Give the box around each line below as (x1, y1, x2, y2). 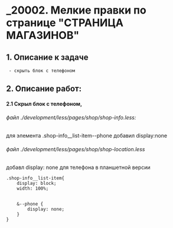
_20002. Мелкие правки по (6, 4, 146, 17)
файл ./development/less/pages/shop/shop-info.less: (6, 113, 136, 121)
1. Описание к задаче (6, 52, 89, 62)
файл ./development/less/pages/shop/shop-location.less (6, 145, 145, 152)
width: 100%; (17, 185, 49, 192)
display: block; (17, 181, 57, 187)
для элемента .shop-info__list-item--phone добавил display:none (6, 132, 167, 139)
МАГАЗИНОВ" (6, 29, 80, 42)
